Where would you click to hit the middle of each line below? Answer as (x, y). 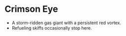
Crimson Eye (31, 9)
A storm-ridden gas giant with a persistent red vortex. (66, 23)
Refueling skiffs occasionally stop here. (52, 28)
